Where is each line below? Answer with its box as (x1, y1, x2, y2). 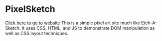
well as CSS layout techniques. (5, 30, 69, 36)
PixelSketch (5, 3, 56, 15)
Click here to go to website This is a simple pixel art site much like (5, 20, 141, 26)
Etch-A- (141, 20, 158, 26)
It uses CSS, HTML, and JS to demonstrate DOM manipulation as (21, 25, 155, 31)
